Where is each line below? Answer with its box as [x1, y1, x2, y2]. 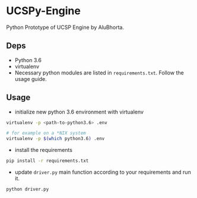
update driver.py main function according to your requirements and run [14, 168, 191, 176]
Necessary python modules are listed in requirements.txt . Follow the [14, 69, 184, 76]
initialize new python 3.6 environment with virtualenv [14, 108, 144, 115]
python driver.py [6, 186, 49, 193]
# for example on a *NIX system [6, 130, 86, 137]
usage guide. [14, 75, 47, 82]
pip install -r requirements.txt [6, 158, 89, 164]
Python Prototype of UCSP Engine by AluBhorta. [6, 24, 125, 31]
